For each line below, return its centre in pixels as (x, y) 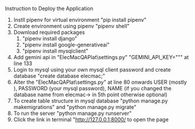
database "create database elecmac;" (59, 76)
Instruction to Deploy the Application (49, 9)
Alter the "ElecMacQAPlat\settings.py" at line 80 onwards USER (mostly (100, 82)
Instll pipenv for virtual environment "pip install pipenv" (80, 20)
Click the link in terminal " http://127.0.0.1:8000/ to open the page (91, 119)
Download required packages (49, 32)
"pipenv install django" (50, 38)
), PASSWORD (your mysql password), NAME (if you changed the (93, 88)
